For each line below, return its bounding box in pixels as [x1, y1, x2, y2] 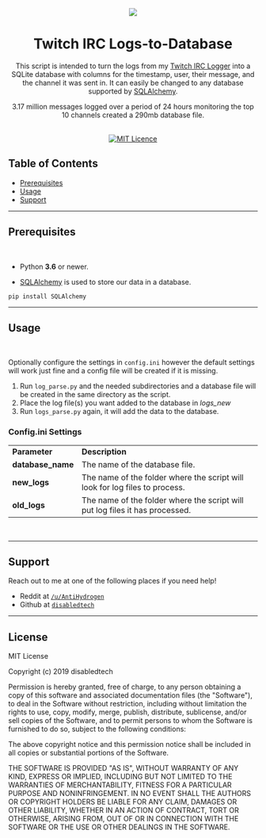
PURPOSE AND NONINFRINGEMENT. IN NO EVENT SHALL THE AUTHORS [8, 789, 252, 798]
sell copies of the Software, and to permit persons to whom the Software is [8, 716, 253, 725]
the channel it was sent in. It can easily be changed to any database [22, 78, 244, 87]
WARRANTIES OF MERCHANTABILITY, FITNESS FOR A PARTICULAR [8, 780, 232, 790]
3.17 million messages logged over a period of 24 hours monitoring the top [11, 101, 255, 111]
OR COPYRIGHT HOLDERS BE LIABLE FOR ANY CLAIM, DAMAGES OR [8, 797, 237, 807]
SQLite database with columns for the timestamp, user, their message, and [11, 69, 255, 78]
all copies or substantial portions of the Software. [8, 748, 169, 758]
